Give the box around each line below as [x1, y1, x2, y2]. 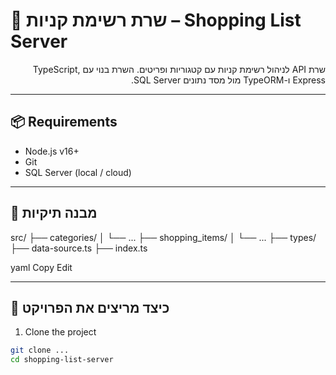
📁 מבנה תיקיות [10, 205, 98, 222]
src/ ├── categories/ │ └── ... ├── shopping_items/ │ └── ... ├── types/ [10, 231, 317, 243]
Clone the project [24, 326, 97, 338]
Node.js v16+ [24, 145, 80, 157]
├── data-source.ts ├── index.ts [10, 242, 148, 254]
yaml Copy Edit [10, 261, 73, 273]
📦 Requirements [10, 114, 118, 131]
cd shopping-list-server [10, 355, 114, 365]
